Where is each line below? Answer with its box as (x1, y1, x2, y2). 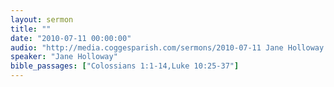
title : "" (10, 24, 52, 34)
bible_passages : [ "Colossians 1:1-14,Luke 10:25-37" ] (10, 61, 240, 71)
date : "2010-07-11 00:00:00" (10, 33, 132, 43)
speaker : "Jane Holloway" (10, 52, 118, 62)
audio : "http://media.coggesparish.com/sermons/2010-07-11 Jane (10, 42, 284, 53)
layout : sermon (10, 14, 74, 25)
